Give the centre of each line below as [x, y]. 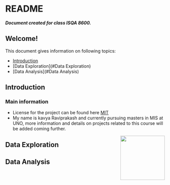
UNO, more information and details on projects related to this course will [88, 123]
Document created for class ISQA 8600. [48, 23]
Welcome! [22, 39]
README [24, 9]
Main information [27, 102]
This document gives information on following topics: [61, 51]
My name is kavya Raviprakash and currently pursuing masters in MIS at [88, 118]
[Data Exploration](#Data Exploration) [52, 66]
